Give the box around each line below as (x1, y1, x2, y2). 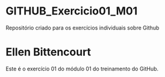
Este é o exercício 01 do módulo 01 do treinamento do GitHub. (5, 65, 159, 72)
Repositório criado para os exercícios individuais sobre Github (5, 24, 160, 31)
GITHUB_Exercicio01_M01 (5, 4, 138, 18)
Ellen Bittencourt (5, 45, 92, 59)
